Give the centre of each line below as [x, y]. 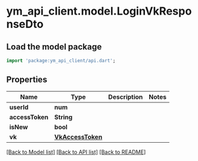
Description [126, 97]
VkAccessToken [78, 137]
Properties [27, 80]
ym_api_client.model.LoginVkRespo [99, 11]
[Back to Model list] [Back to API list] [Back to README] [76, 152]
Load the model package [54, 47]
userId [19, 107]
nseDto [25, 24]
